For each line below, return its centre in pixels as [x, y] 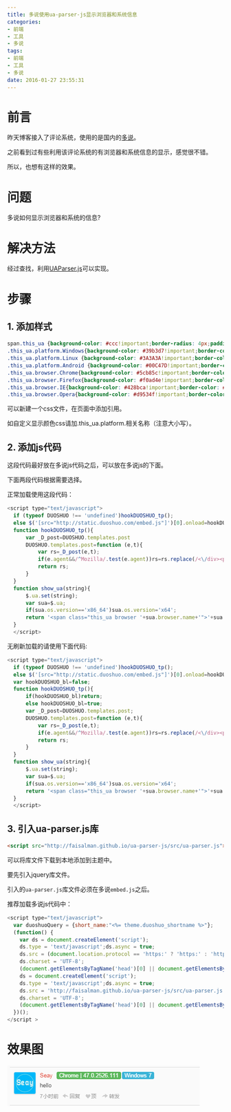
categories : [24, 22]
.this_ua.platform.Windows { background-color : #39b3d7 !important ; [102, 351]
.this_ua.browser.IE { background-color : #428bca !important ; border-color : [113, 387]
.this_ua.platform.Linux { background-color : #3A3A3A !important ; [101, 359]
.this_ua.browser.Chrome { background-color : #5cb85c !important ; [100, 373]
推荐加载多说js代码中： [40, 904]
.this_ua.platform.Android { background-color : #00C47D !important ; [104, 366]
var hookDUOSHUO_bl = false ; [52, 682]
